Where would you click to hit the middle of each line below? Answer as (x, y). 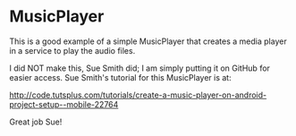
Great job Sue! (36, 122)
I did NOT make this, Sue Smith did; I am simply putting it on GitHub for (140, 68)
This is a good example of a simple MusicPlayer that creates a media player (148, 41)
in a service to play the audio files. (72, 50)
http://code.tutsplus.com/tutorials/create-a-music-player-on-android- (138, 95)
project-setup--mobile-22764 (64, 104)
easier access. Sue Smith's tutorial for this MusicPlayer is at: (120, 77)
